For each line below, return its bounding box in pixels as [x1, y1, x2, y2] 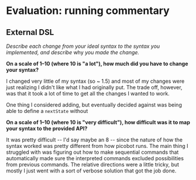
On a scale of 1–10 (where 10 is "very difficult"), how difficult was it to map [6, 119, 190, 126]
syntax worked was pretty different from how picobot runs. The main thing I [6, 143, 188, 149]
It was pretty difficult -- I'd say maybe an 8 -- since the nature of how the [6, 136, 183, 143]
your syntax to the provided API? [6, 125, 88, 132]
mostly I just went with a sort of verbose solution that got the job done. [6, 167, 177, 174]
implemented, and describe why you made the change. [6, 49, 139, 56]
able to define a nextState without [6, 108, 88, 114]
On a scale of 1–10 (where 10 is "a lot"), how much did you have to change [6, 60, 188, 67]
